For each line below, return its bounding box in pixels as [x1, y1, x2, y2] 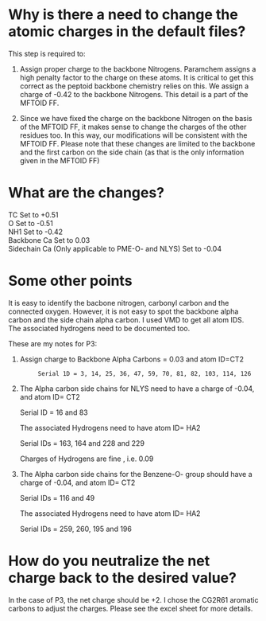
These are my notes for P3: [8, 338, 98, 348]
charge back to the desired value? [8, 569, 237, 587]
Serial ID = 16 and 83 [19, 408, 89, 417]
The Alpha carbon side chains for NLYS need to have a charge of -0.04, [19, 384, 255, 393]
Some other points [8, 272, 133, 290]
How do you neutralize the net [8, 552, 210, 570]
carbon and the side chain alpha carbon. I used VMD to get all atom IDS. [8, 314, 245, 324]
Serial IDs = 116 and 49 [19, 493, 95, 502]
